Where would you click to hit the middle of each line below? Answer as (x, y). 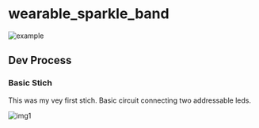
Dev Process (40, 60)
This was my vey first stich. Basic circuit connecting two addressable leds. (130, 100)
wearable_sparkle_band (89, 14)
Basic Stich (30, 83)
